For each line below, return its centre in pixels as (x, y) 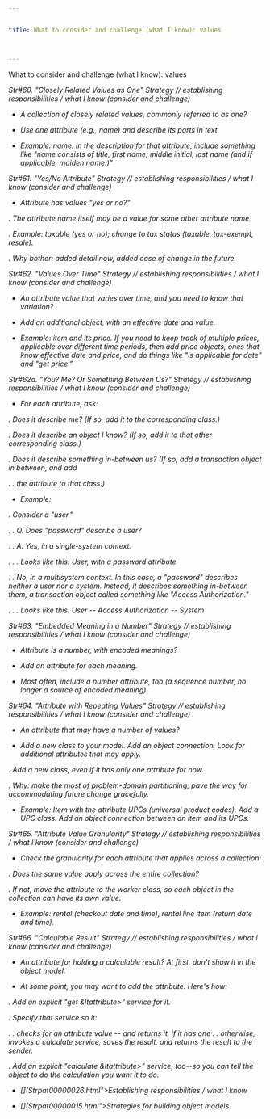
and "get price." (46, 364)
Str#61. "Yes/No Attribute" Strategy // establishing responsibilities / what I (131, 178)
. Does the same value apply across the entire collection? (104, 873)
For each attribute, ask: (59, 403)
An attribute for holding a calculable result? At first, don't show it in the (138, 961)
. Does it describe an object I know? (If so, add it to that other (110, 435)
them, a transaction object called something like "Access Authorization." (129, 594)
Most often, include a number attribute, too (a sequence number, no (133, 681)
